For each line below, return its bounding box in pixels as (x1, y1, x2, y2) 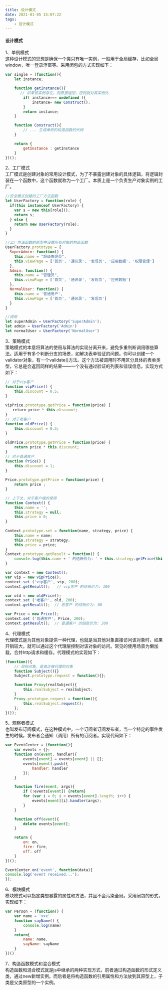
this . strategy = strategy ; (14, 538, 70, 543)
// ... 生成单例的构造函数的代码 (23, 127, 84, 133)
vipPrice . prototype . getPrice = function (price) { (5, 403, 111, 408)
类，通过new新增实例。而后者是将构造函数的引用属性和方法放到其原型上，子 (5, 973, 163, 979)
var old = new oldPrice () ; (5, 593, 61, 598)
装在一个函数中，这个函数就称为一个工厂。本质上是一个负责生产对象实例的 (5, 178, 158, 184)
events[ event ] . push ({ (23, 761, 68, 766)
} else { (9, 217, 28, 222)
